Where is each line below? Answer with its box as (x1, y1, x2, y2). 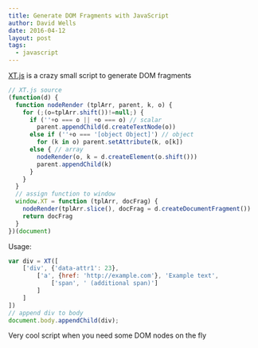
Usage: (8, 241, 32, 251)
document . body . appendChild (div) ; (8, 316, 119, 324)
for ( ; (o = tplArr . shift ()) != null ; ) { (22, 109, 145, 117)
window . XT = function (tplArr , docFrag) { (15, 197, 158, 206)
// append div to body (8, 309, 84, 317)
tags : (8, 42, 26, 49)
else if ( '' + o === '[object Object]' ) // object (29, 131, 194, 139)
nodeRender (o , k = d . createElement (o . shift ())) (37, 152, 197, 160)
